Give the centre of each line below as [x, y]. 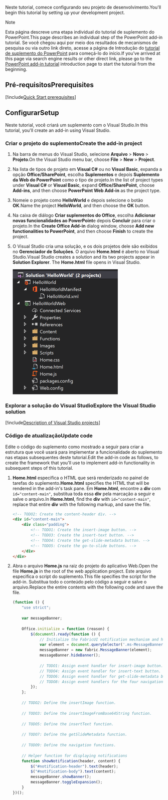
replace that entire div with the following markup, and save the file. [81, 504]
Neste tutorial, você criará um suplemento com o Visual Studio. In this [76, 125]
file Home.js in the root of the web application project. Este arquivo [82, 571]
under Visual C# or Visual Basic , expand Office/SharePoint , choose [83, 185]
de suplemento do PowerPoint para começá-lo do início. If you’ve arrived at [83, 53]
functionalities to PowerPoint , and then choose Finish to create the [83, 231]
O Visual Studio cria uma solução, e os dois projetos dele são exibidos [85, 246]
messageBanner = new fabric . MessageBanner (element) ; [96, 650]
